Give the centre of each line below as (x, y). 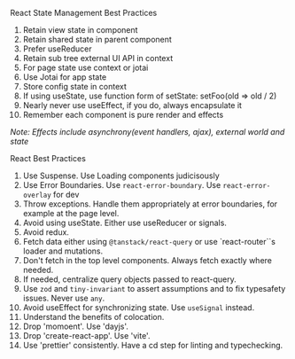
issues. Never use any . (64, 298)
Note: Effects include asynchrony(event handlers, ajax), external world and (147, 132)
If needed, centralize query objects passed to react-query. (130, 279)
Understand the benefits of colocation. (93, 317)
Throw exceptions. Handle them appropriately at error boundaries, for (150, 204)
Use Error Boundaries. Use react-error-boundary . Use (122, 185)
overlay (37, 195)
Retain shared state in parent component (97, 39)
